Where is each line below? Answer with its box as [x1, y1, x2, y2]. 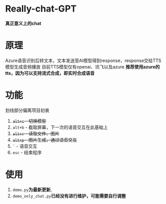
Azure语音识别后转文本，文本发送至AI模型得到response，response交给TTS [5, 57, 162, 63]
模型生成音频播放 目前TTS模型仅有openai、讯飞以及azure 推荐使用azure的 [5, 63, 160, 70]
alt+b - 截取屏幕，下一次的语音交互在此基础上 [12, 124, 108, 130]
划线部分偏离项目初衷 [5, 107, 49, 113]
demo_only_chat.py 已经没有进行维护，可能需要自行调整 [12, 192, 126, 199]
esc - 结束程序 [12, 149, 42, 155]
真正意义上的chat [5, 20, 42, 26]
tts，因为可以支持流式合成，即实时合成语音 [5, 70, 95, 76]
